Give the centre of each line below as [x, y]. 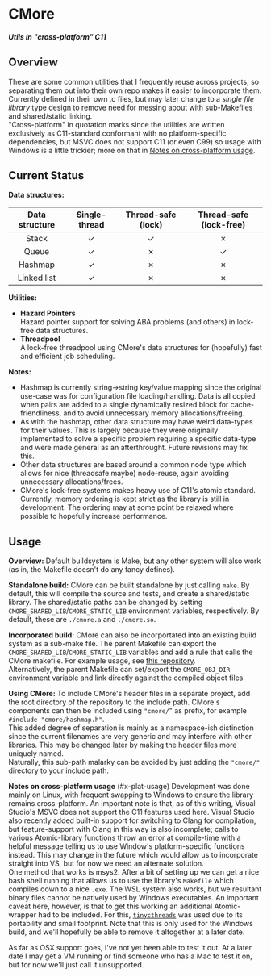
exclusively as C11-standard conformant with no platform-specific [118, 133]
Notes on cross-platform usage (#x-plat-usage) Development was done [129, 787]
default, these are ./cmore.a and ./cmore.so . [82, 620]
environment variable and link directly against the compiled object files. [127, 678]
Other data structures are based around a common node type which [133, 465]
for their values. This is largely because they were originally [119, 430]
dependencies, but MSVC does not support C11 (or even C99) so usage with [135, 141]
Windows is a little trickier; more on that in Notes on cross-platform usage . [132, 150]
